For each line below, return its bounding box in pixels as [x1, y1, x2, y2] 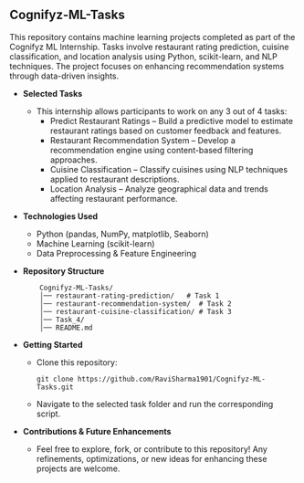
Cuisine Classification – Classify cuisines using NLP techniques [49, 163, 288, 174]
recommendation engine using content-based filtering [49, 144, 254, 155]
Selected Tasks [22, 88, 83, 99]
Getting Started [22, 339, 84, 350]
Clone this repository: [36, 356, 118, 368]
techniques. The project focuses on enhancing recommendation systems [9, 60, 285, 71]
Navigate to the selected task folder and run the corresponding [36, 398, 274, 409]
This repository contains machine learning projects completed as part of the [9, 31, 296, 42]
